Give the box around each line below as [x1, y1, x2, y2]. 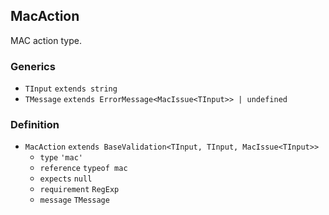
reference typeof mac [39, 164, 128, 174]
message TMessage [39, 195, 110, 206]
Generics [10, 59, 56, 73]
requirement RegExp [39, 185, 120, 195]
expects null [39, 174, 93, 184]
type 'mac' [39, 153, 83, 163]
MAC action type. [10, 34, 82, 46]
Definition [10, 118, 60, 132]
